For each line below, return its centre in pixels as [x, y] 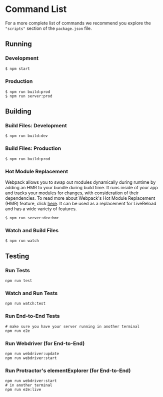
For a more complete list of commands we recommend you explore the [78, 23]
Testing [17, 256]
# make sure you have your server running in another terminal [72, 326]
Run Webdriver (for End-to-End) [45, 343]
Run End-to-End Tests [32, 316]
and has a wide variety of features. [41, 209]
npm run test [19, 281]
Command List [36, 9]
